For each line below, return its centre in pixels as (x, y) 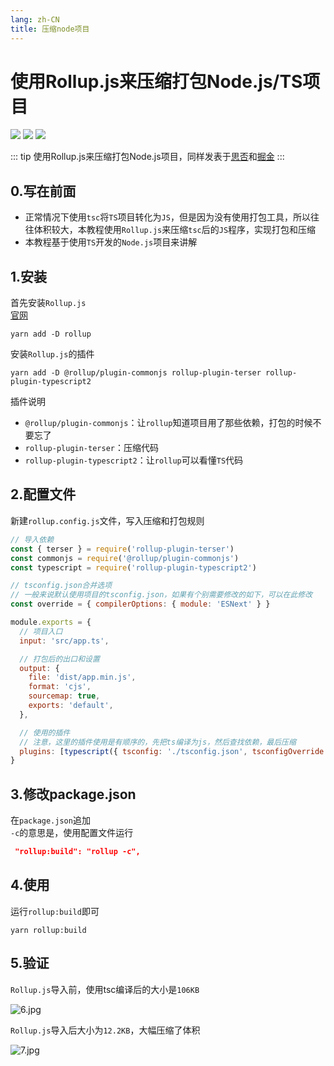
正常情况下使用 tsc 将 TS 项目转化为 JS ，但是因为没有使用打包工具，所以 (167, 217)
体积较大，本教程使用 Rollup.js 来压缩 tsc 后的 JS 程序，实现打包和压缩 (175, 230)
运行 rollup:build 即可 (55, 911)
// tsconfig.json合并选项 (61, 586)
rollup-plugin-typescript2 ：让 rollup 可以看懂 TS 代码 (134, 460)
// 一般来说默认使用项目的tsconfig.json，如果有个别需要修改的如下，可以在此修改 (161, 595)
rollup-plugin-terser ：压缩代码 (91, 448)
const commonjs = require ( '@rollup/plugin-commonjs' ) (125, 558)
